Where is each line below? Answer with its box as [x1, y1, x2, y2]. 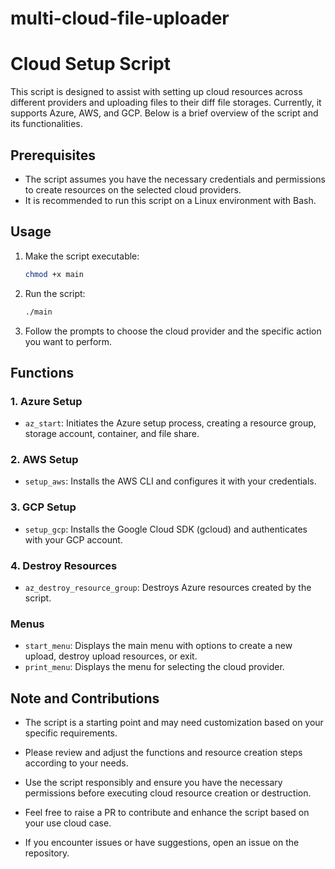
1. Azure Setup [10, 394, 83, 408]
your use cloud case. [24, 817, 112, 829]
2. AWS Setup [10, 453, 79, 467]
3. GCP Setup [10, 500, 77, 514]
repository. [24, 847, 70, 859]
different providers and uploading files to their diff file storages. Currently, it [10, 97, 322, 109]
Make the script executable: [24, 250, 140, 262]
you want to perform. [24, 335, 113, 347]
